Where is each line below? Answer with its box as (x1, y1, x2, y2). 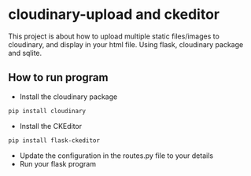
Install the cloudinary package (19, 92, 118, 101)
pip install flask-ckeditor (8, 136, 101, 145)
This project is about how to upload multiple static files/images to (8, 31, 220, 41)
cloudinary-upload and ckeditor (8, 5, 220, 24)
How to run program (8, 71, 109, 84)
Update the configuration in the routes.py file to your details (19, 151, 214, 160)
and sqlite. (8, 48, 42, 57)
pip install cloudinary (8, 107, 87, 115)
